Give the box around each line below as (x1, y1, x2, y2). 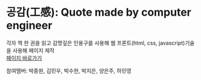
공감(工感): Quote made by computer (6, 5, 192, 19)
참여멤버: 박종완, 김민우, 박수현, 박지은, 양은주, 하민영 (6, 67, 132, 74)
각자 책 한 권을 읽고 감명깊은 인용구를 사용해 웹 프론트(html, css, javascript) (6, 39, 185, 46)
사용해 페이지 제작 (12, 46, 55, 54)
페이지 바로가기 (6, 54, 42, 61)
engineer (6, 19, 53, 32)
